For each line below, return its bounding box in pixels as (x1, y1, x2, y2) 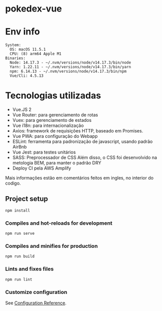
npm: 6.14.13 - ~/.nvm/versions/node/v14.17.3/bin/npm (10, 69, 127, 74)
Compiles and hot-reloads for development (5, 219, 113, 226)
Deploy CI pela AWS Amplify (12, 165, 71, 171)
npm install (5, 208, 30, 213)
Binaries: (5, 56, 26, 61)
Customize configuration (5, 288, 68, 295)
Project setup (5, 195, 49, 203)
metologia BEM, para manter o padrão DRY (12, 160, 101, 166)
